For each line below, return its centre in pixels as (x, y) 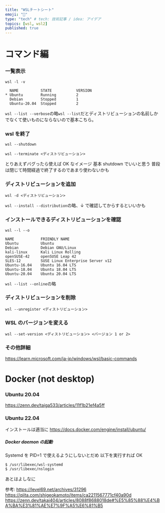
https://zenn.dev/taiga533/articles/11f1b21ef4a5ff (55, 405)
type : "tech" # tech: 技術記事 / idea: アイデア (53, 19)
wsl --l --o (17, 230)
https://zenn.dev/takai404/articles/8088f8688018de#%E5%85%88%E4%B (82, 501)
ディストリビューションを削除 (40, 298)
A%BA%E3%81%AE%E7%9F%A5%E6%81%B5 (54, 506)
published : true (22, 28)
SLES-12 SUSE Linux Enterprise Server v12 (58, 261)
